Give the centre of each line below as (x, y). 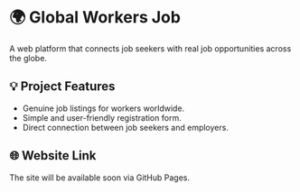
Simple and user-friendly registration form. (102, 117)
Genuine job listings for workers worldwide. (103, 108)
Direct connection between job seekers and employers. (125, 127)
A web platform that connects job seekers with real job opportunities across (150, 48)
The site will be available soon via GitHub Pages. (100, 178)
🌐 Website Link (53, 155)
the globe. (28, 58)
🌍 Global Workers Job (95, 18)
